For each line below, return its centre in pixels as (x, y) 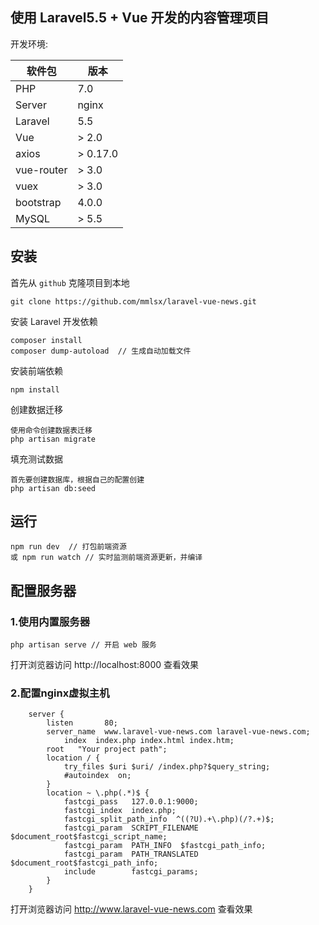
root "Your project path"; (107, 749)
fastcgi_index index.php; (120, 811)
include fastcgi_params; (131, 872)
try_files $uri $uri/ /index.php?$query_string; (167, 767)
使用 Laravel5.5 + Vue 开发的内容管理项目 (140, 18)
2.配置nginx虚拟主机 (60, 693)
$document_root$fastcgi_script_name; (89, 837)
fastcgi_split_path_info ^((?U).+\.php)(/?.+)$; (169, 819)
